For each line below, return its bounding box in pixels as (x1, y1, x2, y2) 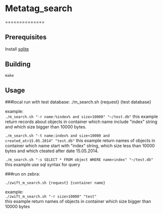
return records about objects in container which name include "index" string (5, 119, 158, 125)
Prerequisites (5, 33, 47, 41)
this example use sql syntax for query (5, 161, 80, 168)
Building (5, 60, 31, 69)
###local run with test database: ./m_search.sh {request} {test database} (5, 99, 152, 105)
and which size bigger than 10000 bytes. (5, 124, 87, 130)
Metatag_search (5, 3, 72, 14)
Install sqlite (5, 46, 29, 52)
